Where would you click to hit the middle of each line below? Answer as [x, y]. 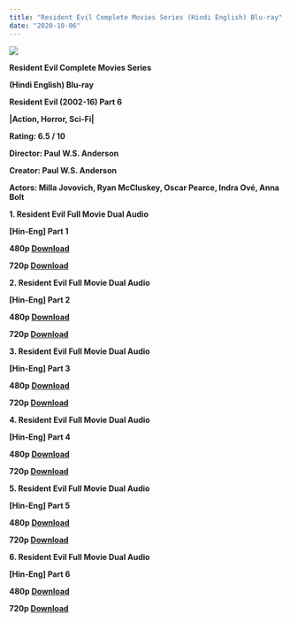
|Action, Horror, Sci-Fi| [52, 119]
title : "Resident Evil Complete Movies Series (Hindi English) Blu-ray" [146, 17]
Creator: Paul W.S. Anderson [63, 170]
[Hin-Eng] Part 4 [40, 437]
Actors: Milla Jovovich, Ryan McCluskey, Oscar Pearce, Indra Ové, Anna [145, 188]
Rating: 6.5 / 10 [38, 136]
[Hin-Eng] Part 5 [40, 505]
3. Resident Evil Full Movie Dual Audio [80, 351]
